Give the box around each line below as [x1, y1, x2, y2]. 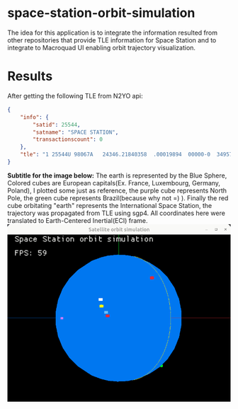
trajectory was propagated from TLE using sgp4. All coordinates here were [7, 209, 225, 217]
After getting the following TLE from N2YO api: [7, 91, 143, 100]
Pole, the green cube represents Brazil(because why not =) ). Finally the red [7, 193, 229, 202]
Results [7, 69, 53, 84]
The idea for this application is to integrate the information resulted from [7, 28, 218, 37]
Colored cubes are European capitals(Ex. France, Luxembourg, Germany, [7, 178, 221, 187]
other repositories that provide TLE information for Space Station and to [7, 35, 217, 44]
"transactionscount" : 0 [33, 136, 103, 143]
